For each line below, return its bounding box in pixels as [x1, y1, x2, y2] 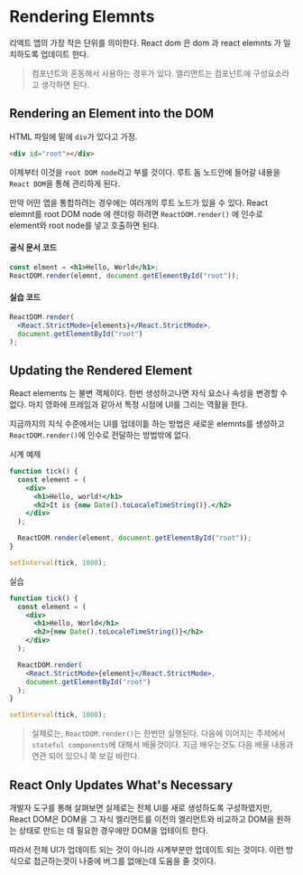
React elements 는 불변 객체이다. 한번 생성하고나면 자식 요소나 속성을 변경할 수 [9, 388, 288, 399]
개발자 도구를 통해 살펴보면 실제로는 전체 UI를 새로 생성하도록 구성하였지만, [9, 803, 272, 814]
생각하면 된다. [41, 79, 90, 89]
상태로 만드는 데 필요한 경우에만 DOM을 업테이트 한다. [18, 825, 209, 836]
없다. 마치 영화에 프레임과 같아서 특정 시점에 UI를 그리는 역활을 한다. [9, 400, 248, 410]
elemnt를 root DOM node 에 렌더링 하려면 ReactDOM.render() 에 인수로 [9, 208, 263, 219]
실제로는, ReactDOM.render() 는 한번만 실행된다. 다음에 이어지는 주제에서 [31, 728, 286, 739]
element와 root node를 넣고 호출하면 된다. [9, 220, 160, 231]
